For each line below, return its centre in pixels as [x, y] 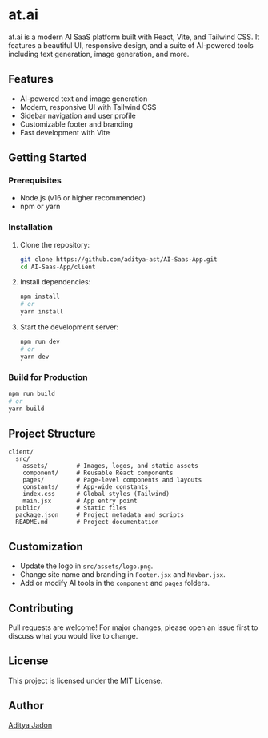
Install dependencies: [55, 282]
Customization [46, 546]
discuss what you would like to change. [73, 636]
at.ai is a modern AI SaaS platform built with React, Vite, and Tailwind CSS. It [134, 37]
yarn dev [34, 357]
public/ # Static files [71, 508]
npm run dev [40, 342]
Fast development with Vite [65, 132]
